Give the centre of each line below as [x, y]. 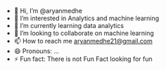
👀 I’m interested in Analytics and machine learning [87, 18]
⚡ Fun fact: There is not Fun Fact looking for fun [83, 59]
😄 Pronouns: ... [37, 51]
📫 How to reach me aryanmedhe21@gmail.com [83, 41]
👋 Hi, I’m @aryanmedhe [48, 11]
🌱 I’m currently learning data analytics [69, 26]
